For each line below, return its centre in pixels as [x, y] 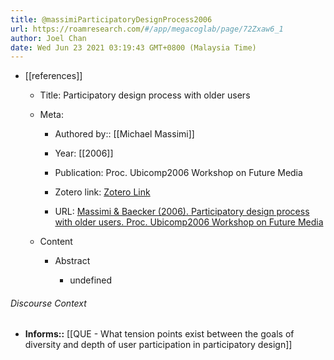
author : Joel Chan [48, 38]
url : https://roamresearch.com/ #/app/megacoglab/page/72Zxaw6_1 [147, 29]
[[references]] [53, 76]
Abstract [72, 261]
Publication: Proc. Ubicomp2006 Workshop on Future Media [178, 173]
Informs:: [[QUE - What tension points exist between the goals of [159, 334]
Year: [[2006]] [84, 153]
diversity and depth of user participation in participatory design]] [158, 345]
